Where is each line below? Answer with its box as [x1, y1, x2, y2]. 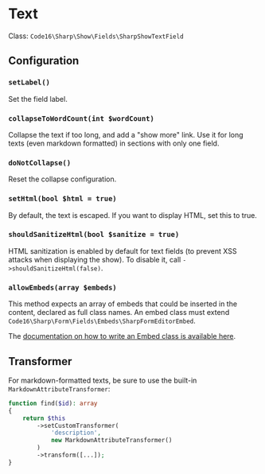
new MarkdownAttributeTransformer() [50, 437, 173, 445]
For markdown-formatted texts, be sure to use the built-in [8, 375, 197, 385]
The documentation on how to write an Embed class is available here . [8, 332, 236, 341]
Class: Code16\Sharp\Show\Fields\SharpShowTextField [8, 31, 185, 41]
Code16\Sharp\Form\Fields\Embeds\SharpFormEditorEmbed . [8, 316, 197, 326]
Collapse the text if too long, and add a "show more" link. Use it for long [8, 130, 244, 139]
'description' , [50, 429, 102, 437]
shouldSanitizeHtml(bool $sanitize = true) [8, 230, 180, 239]
